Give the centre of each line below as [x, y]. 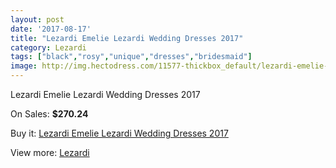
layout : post [37, 19]
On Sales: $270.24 [49, 114]
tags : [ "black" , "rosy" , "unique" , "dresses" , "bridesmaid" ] [131, 57]
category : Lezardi [48, 47]
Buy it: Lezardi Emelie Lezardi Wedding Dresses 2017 [119, 133]
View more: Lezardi [50, 152]
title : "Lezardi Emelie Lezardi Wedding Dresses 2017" [127, 38]
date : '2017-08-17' [51, 29]
